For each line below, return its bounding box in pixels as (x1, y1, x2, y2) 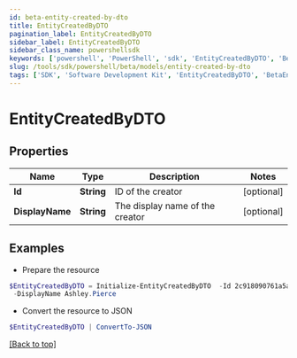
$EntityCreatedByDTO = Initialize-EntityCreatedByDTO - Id (9, 281, 232, 291)
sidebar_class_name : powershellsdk (9, 46, 141, 55)
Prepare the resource (21, 264, 100, 275)
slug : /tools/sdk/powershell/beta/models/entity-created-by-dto (9, 63, 251, 72)
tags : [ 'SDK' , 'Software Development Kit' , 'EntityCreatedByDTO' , (9, 71, 259, 80)
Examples (9, 241, 65, 256)
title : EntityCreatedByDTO (9, 21, 109, 30)
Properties (9, 144, 69, 160)
